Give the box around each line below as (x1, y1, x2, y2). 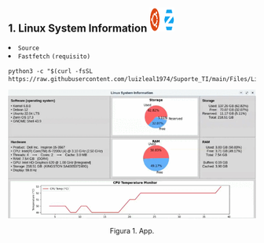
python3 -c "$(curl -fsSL (8, 67, 93, 75)
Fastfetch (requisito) (18, 52, 91, 61)
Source (18, 44, 39, 52)
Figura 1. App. (109, 226, 155, 235)
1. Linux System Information (8, 22, 148, 35)
